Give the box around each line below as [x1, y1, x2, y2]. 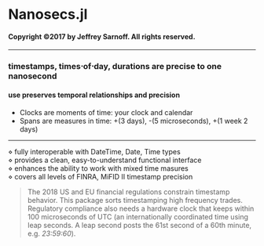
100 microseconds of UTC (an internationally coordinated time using [27, 212, 249, 221]
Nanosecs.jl [8, 5, 88, 24]
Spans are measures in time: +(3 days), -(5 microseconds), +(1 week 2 [19, 116, 248, 125]
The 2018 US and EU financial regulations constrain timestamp [27, 186, 230, 197]
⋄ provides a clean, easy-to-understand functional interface [8, 155, 202, 165]
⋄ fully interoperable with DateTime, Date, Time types [8, 147, 181, 156]
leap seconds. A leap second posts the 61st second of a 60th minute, [27, 220, 252, 230]
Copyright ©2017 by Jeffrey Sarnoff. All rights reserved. [8, 31, 196, 41]
